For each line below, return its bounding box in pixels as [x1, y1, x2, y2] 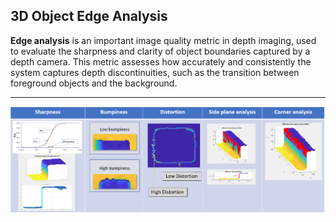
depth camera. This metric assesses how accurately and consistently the [10, 55, 312, 68]
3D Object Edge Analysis [10, 8, 168, 25]
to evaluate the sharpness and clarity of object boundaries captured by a [10, 45, 311, 57]
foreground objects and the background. [10, 77, 178, 89]
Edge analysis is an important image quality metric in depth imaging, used [10, 34, 317, 46]
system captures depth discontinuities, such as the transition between [10, 66, 300, 78]
